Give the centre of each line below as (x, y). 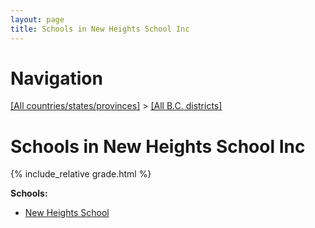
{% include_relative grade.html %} (81, 174)
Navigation (56, 78)
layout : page (37, 19)
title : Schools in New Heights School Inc (100, 29)
